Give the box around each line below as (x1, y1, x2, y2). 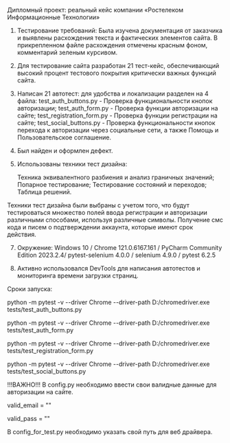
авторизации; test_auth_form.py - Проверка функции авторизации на (16, 104, 218, 112)
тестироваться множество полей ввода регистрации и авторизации (7, 209, 208, 216)
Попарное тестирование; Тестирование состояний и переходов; (16, 181, 207, 188)
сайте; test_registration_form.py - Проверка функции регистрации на (16, 111, 218, 120)
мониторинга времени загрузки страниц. (16, 271, 139, 280)
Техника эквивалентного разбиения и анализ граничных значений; (16, 173, 215, 181)
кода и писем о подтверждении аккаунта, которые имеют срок (7, 223, 194, 231)
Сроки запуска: (7, 285, 53, 293)
